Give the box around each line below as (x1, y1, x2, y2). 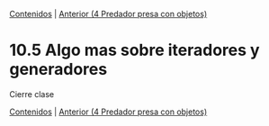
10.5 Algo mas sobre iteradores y (9, 40, 260, 60)
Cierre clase (9, 88, 55, 99)
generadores (9, 59, 108, 80)
